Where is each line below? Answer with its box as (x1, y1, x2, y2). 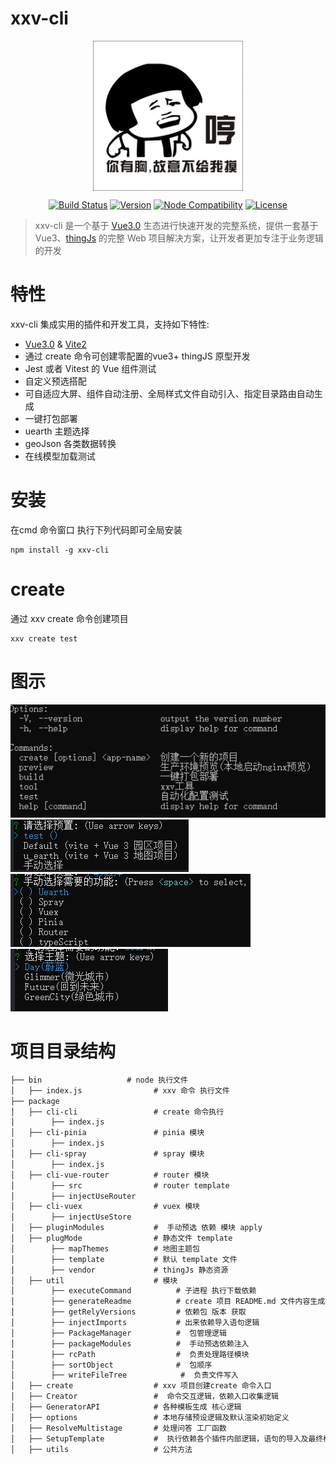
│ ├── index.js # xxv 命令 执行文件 (10, 1085, 230, 1096)
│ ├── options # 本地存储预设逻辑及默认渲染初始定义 (10, 1412, 290, 1422)
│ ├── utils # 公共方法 (10, 1444, 193, 1454)
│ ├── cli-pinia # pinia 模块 (10, 1128, 205, 1138)
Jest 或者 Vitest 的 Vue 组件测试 (24, 362, 157, 374)
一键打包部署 (24, 412, 78, 424)
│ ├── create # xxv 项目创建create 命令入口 (10, 1381, 272, 1391)
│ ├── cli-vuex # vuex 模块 (10, 1202, 200, 1212)
